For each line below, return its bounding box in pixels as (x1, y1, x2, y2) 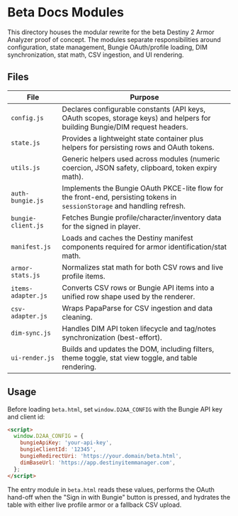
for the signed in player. (62, 221, 141, 231)
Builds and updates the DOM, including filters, (62, 344, 215, 354)
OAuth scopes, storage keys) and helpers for (62, 113, 211, 123)
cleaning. (62, 312, 93, 322)
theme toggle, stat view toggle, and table (62, 353, 198, 362)
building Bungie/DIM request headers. (62, 122, 188, 131)
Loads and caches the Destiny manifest (62, 232, 193, 242)
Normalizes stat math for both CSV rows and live (62, 262, 224, 272)
